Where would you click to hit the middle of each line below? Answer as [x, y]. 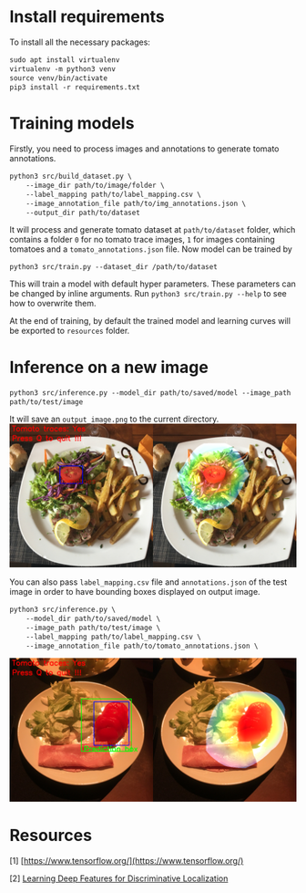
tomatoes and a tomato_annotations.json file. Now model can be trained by [151, 249]
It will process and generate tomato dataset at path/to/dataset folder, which [153, 229]
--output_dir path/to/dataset [83, 213]
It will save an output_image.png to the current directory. [114, 419]
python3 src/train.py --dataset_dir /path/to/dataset [114, 266]
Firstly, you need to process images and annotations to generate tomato [144, 149]
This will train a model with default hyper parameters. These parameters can [153, 284]
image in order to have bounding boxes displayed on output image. [135, 591]
